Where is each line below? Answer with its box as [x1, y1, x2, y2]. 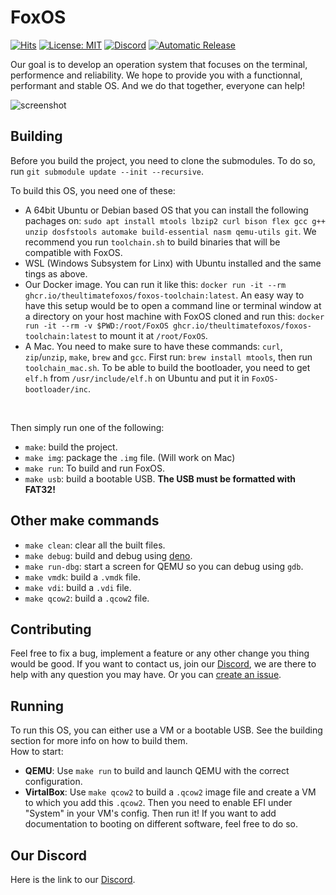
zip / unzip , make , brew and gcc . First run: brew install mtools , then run [24, 351, 313, 363]
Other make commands [10, 512, 160, 530]
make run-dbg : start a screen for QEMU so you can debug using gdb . [24, 560, 304, 572]
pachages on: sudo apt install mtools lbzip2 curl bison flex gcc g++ [24, 214, 326, 226]
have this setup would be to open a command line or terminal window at [24, 299, 322, 311]
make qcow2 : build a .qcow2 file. [24, 592, 150, 604]
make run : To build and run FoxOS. [24, 462, 166, 474]
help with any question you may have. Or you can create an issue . [10, 669, 282, 681]
